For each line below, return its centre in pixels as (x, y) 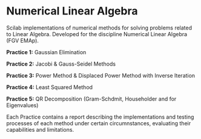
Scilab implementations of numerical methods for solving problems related (99, 28)
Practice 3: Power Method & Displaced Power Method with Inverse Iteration (101, 75)
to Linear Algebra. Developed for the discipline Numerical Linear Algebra (97, 34)
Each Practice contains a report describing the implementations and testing (100, 117)
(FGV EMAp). (23, 40)
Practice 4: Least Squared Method (49, 87)
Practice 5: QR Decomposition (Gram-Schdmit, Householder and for (91, 99)
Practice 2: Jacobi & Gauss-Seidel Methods (61, 64)
